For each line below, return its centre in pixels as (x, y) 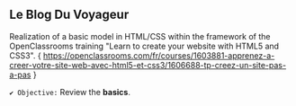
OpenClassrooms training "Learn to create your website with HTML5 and (144, 46)
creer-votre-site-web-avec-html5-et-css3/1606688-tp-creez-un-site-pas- (148, 65)
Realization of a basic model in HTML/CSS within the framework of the (140, 36)
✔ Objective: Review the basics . (70, 92)
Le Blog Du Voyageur (69, 15)
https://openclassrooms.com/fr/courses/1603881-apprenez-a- (159, 55)
